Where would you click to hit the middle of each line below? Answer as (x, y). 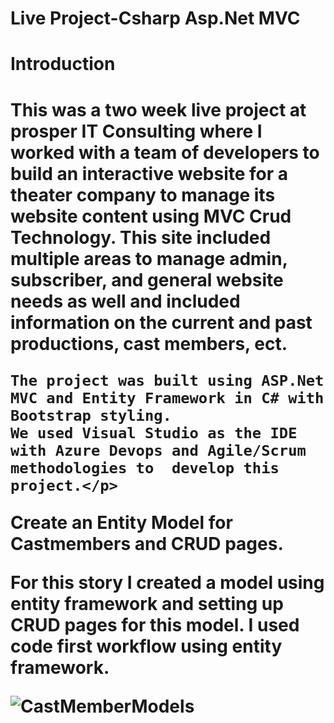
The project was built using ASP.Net (167, 380)
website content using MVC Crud (151, 216)
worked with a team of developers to (165, 152)
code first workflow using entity (146, 646)
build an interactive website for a (149, 173)
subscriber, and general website (147, 279)
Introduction (63, 64)
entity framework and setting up (147, 603)
